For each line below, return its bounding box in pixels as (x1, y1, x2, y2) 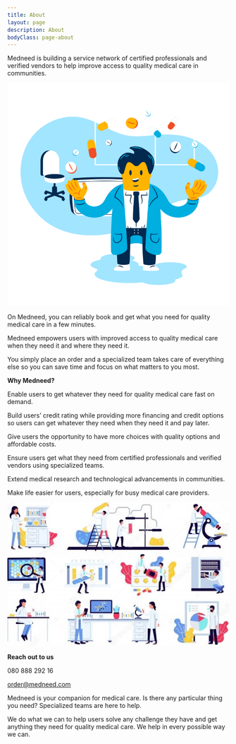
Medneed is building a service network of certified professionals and (7, 54, 208, 63)
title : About (7, 11, 46, 18)
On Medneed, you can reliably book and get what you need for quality (7, 313, 211, 321)
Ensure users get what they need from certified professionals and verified (7, 454, 222, 462)
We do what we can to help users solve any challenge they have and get (7, 714, 218, 724)
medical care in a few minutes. (7, 320, 97, 329)
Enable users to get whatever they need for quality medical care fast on (7, 390, 215, 398)
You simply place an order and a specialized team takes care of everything (7, 355, 224, 364)
